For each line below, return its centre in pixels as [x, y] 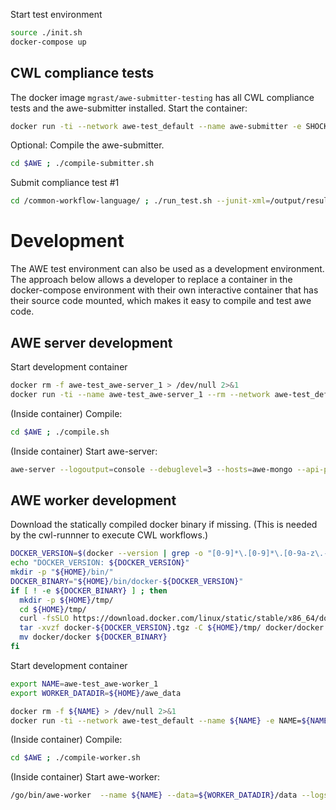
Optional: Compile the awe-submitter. [87, 145]
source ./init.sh [46, 33]
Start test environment [56, 14]
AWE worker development [93, 500]
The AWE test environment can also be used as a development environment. [167, 269]
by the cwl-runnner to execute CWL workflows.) [109, 535]
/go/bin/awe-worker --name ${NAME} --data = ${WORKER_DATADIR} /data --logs [169, 795]
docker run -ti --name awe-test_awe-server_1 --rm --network [140, 394]
